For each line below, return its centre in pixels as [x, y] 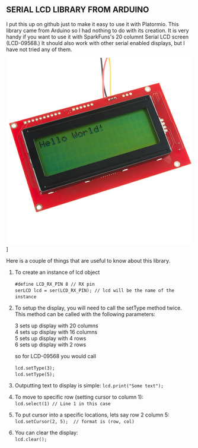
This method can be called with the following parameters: [85, 314]
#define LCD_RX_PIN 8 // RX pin [55, 284]
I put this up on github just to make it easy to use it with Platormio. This [92, 24]
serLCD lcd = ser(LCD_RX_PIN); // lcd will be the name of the [95, 291]
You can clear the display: [46, 433]
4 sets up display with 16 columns [56, 332]
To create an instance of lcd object [57, 272]
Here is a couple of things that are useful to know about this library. [88, 260]
